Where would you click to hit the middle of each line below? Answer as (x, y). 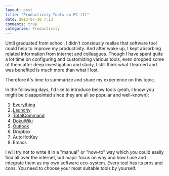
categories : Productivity (32, 29)
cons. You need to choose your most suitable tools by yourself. (71, 168)
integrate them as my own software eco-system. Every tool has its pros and (84, 163)
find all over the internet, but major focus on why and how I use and (76, 158)
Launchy (22, 110)
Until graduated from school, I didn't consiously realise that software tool (81, 43)
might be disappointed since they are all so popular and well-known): (77, 95)
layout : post (19, 10)
